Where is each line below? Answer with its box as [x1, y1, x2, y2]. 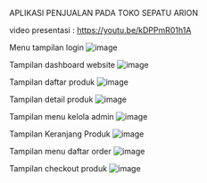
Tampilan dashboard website [9, 60, 116, 70]
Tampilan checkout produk [9, 163, 108, 173]
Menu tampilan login [9, 42, 85, 53]
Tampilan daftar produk [9, 77, 95, 87]
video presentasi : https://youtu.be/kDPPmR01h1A [9, 25, 192, 35]
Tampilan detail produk [9, 94, 94, 104]
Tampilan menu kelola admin [9, 112, 114, 121]
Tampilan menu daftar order [9, 146, 112, 156]
